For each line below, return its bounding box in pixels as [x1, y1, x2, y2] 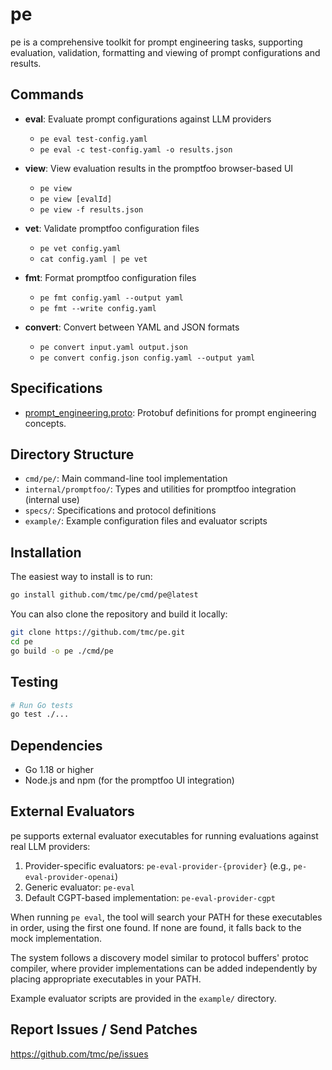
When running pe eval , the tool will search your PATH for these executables [10, 911, 323, 923]
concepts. [24, 417, 67, 429]
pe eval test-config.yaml [39, 134, 148, 144]
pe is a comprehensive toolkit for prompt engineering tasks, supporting [10, 36, 303, 48]
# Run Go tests [10, 700, 74, 710]
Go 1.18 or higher [24, 764, 94, 776]
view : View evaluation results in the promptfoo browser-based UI [24, 162, 294, 174]
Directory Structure [10, 446, 135, 463]
